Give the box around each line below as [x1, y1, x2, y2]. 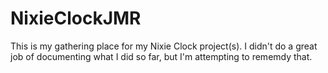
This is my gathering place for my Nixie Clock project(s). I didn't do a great [10, 40, 318, 52]
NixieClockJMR [10, 7, 142, 30]
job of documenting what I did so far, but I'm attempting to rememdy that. [10, 50, 313, 62]
